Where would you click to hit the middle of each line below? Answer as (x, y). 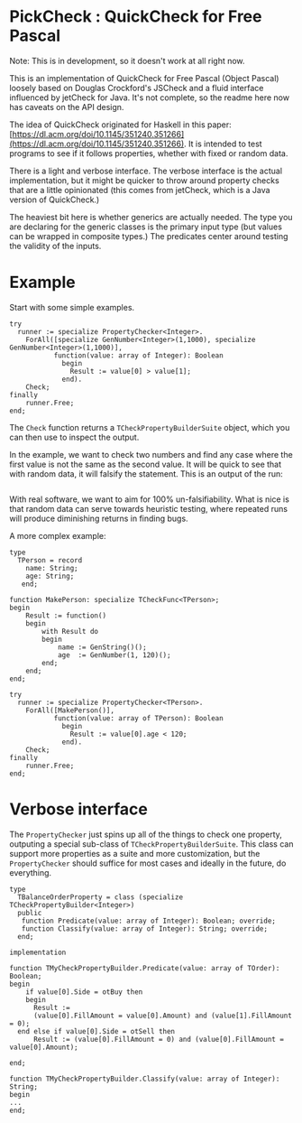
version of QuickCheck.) (55, 200)
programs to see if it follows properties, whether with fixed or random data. (149, 153)
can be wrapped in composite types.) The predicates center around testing (149, 236)
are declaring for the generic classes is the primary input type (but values (146, 227)
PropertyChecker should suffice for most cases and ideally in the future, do (148, 863)
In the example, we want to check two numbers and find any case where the (151, 454)
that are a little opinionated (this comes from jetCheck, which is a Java (140, 190)
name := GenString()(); (102, 647)
